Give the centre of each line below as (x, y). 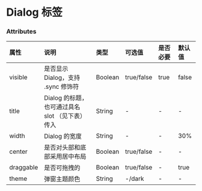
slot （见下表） (65, 116)
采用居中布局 (68, 157)
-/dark (135, 179)
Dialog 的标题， (66, 98)
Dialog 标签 (35, 12)
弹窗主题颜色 (62, 179)
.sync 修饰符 (62, 86)
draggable (24, 168)
